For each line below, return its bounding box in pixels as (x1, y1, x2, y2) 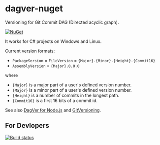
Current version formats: (5, 48, 55, 54)
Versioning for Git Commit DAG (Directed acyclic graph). (5, 19, 119, 25)
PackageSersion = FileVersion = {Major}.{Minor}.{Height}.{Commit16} (12, 57, 156, 63)
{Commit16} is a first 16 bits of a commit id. (12, 97, 97, 104)
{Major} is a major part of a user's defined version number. (12, 82, 132, 88)
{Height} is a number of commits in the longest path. (12, 92, 120, 98)
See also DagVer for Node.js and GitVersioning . (5, 107, 101, 113)
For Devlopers (5, 121, 49, 130)
